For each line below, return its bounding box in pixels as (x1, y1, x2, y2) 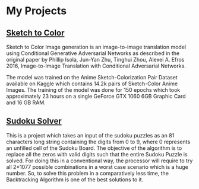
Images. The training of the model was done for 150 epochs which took (6, 87, 181, 93)
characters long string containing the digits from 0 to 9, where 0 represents (6, 138, 191, 145)
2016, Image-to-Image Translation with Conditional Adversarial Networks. (6, 62, 186, 69)
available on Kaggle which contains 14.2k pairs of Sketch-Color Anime (6, 80, 178, 87)
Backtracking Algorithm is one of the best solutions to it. (6, 176, 144, 183)
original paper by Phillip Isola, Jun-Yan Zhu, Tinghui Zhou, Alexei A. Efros (6, 56, 185, 63)
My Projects (6, 4, 67, 18)
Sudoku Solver (6, 116, 62, 126)
